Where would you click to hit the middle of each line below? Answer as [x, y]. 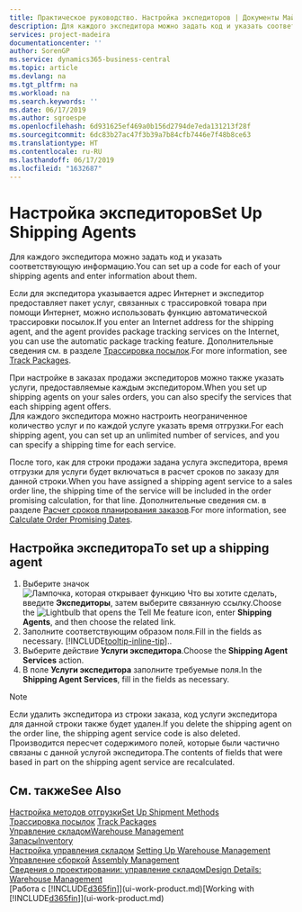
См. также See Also [65, 790]
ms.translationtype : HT [54, 143]
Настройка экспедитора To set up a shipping [139, 548]
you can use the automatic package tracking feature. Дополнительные [142, 341]
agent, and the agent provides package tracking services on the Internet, [145, 332]
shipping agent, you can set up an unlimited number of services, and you [145, 435]
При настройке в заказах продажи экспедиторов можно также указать [147, 378]
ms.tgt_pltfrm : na [44, 85]
